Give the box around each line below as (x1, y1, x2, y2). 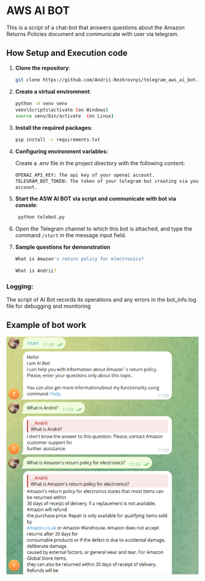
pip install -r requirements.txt (15, 137, 101, 143)
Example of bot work (6, 320, 87, 330)
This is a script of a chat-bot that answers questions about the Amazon (6, 24, 185, 31)
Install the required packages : (15, 124, 93, 132)
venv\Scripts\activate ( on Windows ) (15, 107, 109, 113)
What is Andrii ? (15, 268, 57, 274)
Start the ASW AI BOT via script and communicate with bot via (15, 195, 176, 202)
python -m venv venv (15, 100, 68, 107)
